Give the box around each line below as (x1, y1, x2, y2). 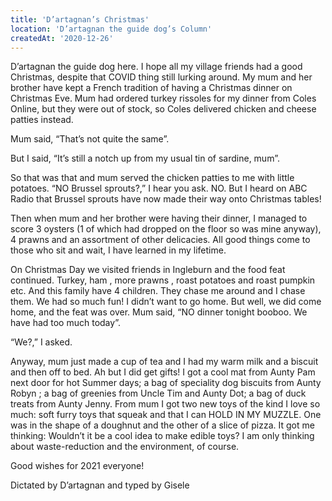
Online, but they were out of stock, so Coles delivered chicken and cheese (10, 103, 317, 115)
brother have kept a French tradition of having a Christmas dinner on (10, 82, 293, 94)
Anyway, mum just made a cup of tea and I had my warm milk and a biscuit (10, 356, 319, 368)
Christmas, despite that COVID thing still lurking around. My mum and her (10, 71, 313, 83)
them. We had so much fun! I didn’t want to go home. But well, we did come (10, 296, 322, 308)
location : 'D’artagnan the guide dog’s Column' (10, 24, 213, 34)
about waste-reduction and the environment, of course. (10, 441, 240, 453)
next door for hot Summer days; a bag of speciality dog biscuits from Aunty (10, 377, 322, 389)
